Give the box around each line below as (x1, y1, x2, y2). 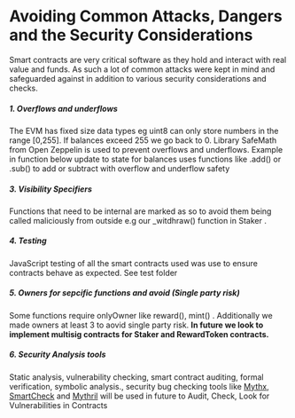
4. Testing (9, 235, 47, 246)
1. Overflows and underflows (9, 103, 118, 114)
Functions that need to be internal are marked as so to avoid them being (9, 206, 272, 217)
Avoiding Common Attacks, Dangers (9, 6, 283, 27)
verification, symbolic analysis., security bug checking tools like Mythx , (9, 381, 269, 391)
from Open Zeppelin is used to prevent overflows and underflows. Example (9, 144, 283, 154)
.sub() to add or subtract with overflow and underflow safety (9, 162, 230, 174)
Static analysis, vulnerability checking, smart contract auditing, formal (9, 371, 264, 383)
